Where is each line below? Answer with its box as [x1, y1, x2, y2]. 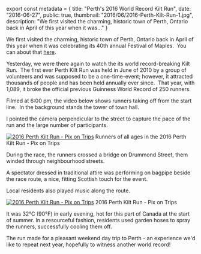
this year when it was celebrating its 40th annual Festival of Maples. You [6, 42, 187, 49]
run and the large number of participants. [6, 122, 108, 128]
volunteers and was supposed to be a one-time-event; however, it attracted [6, 73, 193, 80]
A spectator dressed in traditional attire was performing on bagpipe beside [6, 169, 191, 176]
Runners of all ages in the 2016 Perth [95, 133, 187, 140]
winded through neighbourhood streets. [6, 158, 105, 164]
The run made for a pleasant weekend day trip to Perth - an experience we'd [6, 235, 196, 241]
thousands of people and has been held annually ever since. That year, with [6, 79, 195, 86]
